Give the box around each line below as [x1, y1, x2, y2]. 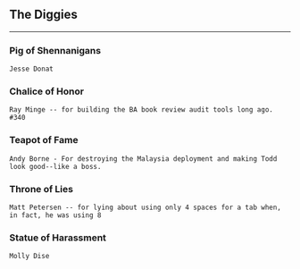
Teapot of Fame [9, 134, 79, 147]
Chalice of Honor [9, 85, 85, 97]
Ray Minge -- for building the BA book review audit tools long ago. [9, 105, 274, 114]
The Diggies [9, 7, 78, 22]
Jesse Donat [9, 64, 54, 74]
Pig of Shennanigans [9, 44, 101, 56]
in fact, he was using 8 [9, 211, 102, 220]
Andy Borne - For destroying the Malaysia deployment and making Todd [9, 154, 278, 164]
